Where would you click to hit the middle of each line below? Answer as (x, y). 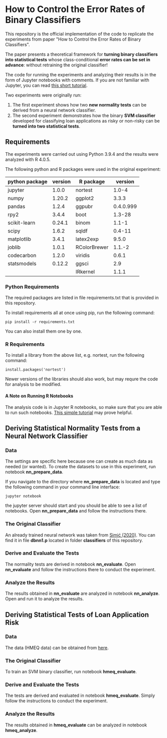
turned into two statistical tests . (46, 126)
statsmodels (22, 263)
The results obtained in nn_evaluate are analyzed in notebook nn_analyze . (82, 593)
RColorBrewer (92, 247)
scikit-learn (21, 223)
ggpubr (84, 206)
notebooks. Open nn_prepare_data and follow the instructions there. (76, 511)
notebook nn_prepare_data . (34, 472)
